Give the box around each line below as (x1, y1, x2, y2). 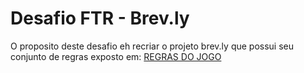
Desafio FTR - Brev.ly (10, 7, 190, 30)
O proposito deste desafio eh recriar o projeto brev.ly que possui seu (10, 40, 295, 52)
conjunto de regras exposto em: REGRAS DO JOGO (10, 50, 222, 62)
